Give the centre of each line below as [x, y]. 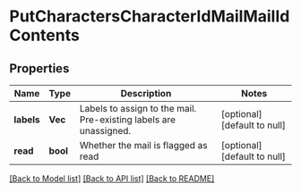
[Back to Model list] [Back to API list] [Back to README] [112, 179]
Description [146, 93]
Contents [45, 35]
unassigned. [105, 131]
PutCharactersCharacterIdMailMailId [150, 17]
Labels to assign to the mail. [138, 109]
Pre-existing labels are [128, 120]
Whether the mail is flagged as [143, 145]
